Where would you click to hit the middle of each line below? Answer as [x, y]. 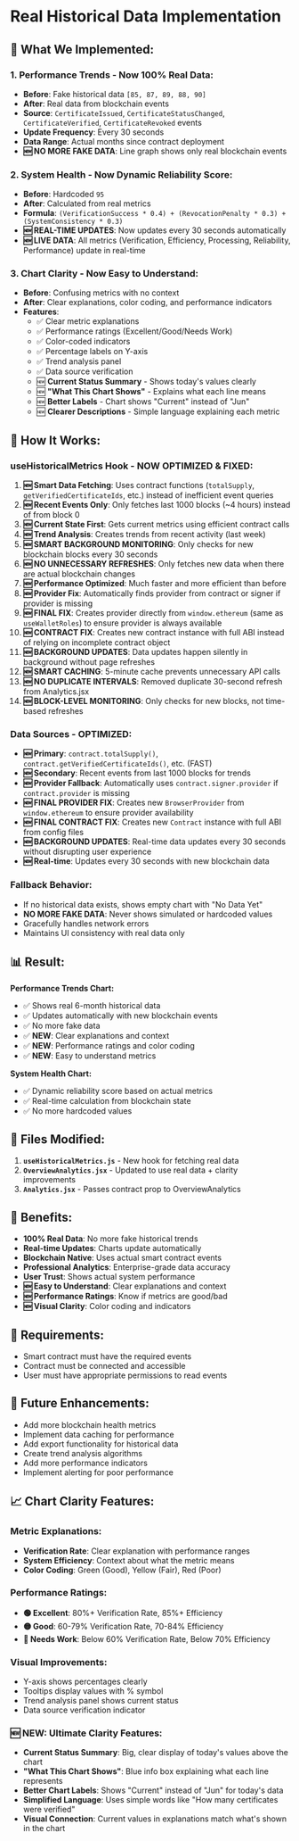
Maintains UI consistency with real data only [104, 933]
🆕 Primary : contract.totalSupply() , [90, 754]
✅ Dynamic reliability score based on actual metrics [117, 1091]
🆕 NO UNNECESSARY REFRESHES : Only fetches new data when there [154, 564]
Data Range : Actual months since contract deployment [124, 141]
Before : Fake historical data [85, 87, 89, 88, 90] [115, 94]
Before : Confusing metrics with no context [101, 293]
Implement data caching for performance [98, 1434]
